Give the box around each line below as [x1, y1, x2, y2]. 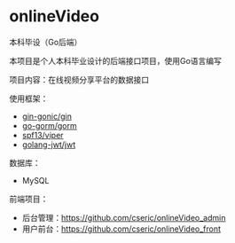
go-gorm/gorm [21, 120, 77, 130]
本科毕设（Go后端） [9, 36, 82, 47]
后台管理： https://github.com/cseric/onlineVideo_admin [21, 212, 226, 223]
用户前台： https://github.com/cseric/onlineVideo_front [21, 223, 222, 234]
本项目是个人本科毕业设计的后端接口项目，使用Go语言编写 [9, 55, 222, 66]
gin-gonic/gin [21, 111, 73, 121]
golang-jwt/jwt [21, 139, 76, 150]
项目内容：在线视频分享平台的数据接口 [9, 74, 149, 85]
